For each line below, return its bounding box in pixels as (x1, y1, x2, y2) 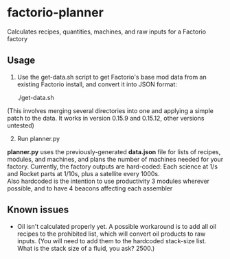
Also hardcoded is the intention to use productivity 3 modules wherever (7, 177, 210, 185)
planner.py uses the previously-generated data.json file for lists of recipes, (7, 147, 221, 156)
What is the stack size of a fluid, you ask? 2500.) (16, 244, 155, 252)
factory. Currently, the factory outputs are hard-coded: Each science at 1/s (7, 162, 218, 171)
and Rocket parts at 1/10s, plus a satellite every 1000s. (7, 169, 160, 177)
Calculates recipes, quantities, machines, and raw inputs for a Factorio (7, 27, 207, 36)
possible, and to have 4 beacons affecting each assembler (7, 184, 173, 193)
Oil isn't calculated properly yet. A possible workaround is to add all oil (16, 222, 216, 230)
